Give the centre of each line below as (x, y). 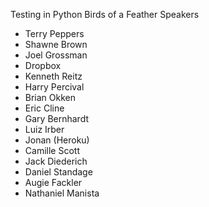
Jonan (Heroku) (57, 140)
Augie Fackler (53, 182)
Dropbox (43, 65)
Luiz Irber (44, 129)
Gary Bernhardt (57, 118)
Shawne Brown (56, 44)
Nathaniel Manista (62, 193)
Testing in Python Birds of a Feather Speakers (105, 14)
